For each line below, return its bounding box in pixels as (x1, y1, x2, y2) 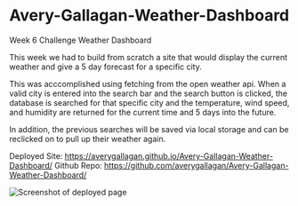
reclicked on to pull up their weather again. (9, 133, 166, 144)
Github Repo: (54, 160, 102, 170)
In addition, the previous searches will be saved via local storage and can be (9, 123, 289, 134)
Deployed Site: (9, 150, 63, 161)
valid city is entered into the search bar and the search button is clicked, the (9, 88, 287, 99)
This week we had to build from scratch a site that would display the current (9, 51, 287, 62)
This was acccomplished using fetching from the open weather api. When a (9, 78, 286, 89)
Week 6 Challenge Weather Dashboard (9, 35, 152, 45)
